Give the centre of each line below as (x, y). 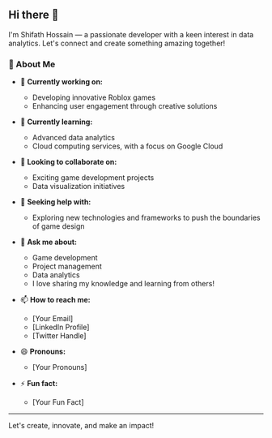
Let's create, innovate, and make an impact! (81, 426)
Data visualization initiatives (79, 187)
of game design (58, 226)
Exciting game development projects (93, 178)
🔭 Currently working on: (62, 82)
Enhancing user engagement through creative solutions (125, 106)
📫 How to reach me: (55, 300)
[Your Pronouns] (59, 367)
